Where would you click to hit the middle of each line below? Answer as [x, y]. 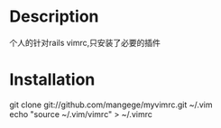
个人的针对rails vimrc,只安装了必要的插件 [85, 42]
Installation [52, 80]
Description [54, 17]
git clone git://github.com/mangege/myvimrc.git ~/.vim [111, 105]
